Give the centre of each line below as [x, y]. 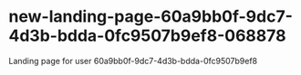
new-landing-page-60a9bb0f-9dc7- [151, 17]
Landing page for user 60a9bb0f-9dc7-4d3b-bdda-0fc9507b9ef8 [133, 61]
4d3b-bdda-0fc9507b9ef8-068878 [147, 36]
